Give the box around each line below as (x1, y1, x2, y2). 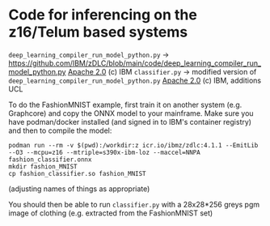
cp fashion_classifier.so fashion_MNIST (8, 169, 147, 177)
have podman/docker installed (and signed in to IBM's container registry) (8, 117, 252, 126)
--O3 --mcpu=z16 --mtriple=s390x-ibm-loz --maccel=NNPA (8, 148, 200, 156)
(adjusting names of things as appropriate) (8, 184, 150, 194)
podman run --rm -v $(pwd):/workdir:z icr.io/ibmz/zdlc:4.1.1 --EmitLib (8, 141, 259, 149)
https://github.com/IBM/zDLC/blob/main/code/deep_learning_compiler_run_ (8, 58, 261, 68)
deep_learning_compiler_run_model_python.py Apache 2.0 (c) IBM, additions (8, 75, 261, 85)
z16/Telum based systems (8, 23, 188, 41)
